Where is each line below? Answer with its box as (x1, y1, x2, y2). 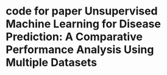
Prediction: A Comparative (5, 30, 143, 44)
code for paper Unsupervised (5, 4, 158, 18)
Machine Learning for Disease (5, 17, 161, 31)
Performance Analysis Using (5, 43, 154, 57)
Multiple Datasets (5, 56, 98, 70)
